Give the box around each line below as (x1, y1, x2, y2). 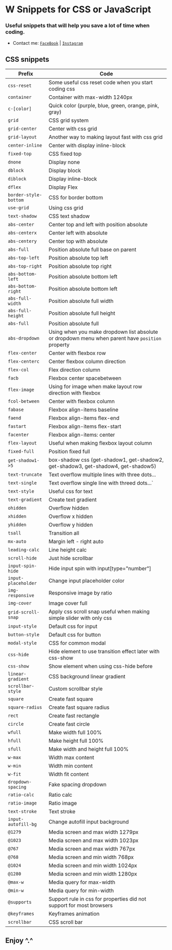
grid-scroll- (8, 610, 40, 615)
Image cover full (48, 600, 88, 607)
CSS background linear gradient (48, 673, 125, 680)
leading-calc (8, 547, 40, 553)
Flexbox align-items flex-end (48, 415, 120, 422)
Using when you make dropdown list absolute (48, 328, 158, 335)
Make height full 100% (48, 737, 104, 744)
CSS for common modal (48, 639, 106, 647)
